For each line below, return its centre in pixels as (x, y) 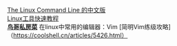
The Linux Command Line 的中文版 (56, 10)
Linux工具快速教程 (33, 18)
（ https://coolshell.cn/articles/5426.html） (67, 35)
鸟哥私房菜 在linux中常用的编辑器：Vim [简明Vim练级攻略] (89, 27)
